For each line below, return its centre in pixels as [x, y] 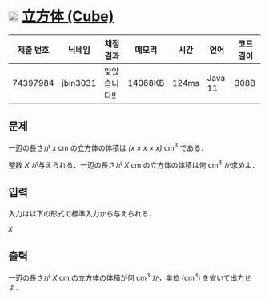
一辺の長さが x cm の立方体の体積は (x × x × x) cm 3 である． [108, 147]
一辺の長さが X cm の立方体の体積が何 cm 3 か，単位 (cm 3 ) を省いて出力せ [130, 277]
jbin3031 [79, 83]
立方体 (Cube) [68, 16]
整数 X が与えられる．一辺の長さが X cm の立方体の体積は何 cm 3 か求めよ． [134, 164]
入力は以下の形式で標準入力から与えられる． [82, 213]
